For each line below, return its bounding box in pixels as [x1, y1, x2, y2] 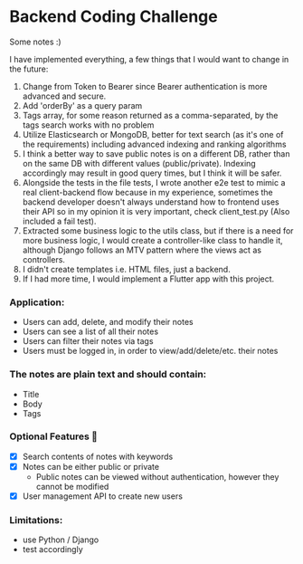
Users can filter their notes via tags [22, 336, 154, 347]
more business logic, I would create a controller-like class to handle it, [22, 234, 283, 245]
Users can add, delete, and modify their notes [22, 317, 194, 328]
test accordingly [22, 544, 83, 555]
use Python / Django [22, 534, 99, 545]
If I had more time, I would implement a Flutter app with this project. [22, 273, 275, 284]
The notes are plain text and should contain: [9, 368, 207, 381]
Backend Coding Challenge [9, 6, 219, 27]
